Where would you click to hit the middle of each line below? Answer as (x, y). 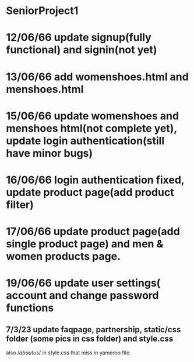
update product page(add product (90, 192)
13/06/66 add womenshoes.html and (98, 77)
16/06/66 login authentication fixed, (95, 180)
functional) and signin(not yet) (82, 50)
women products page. (64, 256)
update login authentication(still (85, 141)
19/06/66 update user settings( (83, 283)
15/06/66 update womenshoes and (93, 116)
